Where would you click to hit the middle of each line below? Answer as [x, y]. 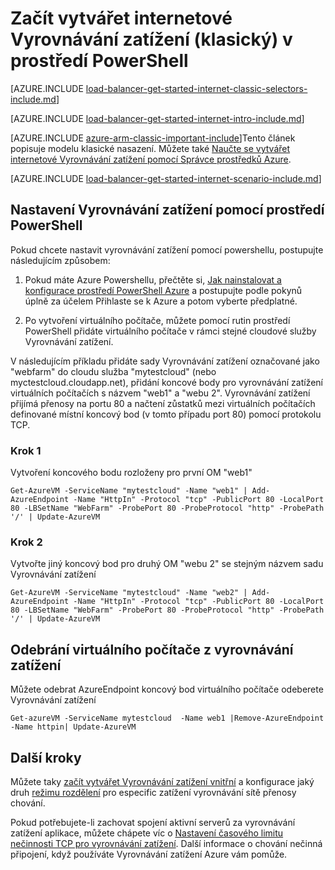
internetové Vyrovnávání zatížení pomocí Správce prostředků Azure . [151, 159]
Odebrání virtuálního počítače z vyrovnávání [152, 649]
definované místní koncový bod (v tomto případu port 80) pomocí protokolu [166, 414]
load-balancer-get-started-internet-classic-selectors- [196, 88]
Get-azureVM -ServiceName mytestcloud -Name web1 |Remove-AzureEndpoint [167, 718]
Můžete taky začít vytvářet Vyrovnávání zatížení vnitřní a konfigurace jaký [162, 781]
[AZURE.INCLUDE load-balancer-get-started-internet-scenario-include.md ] [166, 178]
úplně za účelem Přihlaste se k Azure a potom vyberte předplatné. [161, 301]
